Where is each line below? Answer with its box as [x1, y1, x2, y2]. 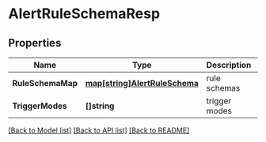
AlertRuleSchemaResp [8, 5, 161, 23]
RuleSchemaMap [12, 78, 78, 88]
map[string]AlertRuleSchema [85, 78, 199, 88]
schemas [206, 83, 241, 93]
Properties [8, 36, 62, 50]
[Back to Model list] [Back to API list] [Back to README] [8, 125, 190, 135]
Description [206, 60, 252, 70]
